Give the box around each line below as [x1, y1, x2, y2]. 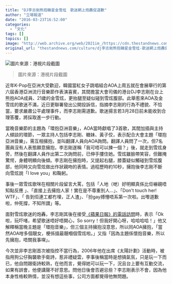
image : [5, 41, 19, 46]
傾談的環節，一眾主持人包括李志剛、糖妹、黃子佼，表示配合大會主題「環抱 [9, 131, 167, 137]
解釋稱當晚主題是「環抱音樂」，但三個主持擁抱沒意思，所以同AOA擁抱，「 [5, 224, 159, 230]
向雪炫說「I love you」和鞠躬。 [5, 170, 71, 176]
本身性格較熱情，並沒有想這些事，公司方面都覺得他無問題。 [5, 273, 131, 279]
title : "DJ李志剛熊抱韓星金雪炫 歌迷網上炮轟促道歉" [5, 7, 107, 13]
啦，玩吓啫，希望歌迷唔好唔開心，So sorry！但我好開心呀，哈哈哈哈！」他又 [5, 217, 167, 224]
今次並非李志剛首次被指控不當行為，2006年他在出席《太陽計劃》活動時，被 [5, 247, 165, 254]
